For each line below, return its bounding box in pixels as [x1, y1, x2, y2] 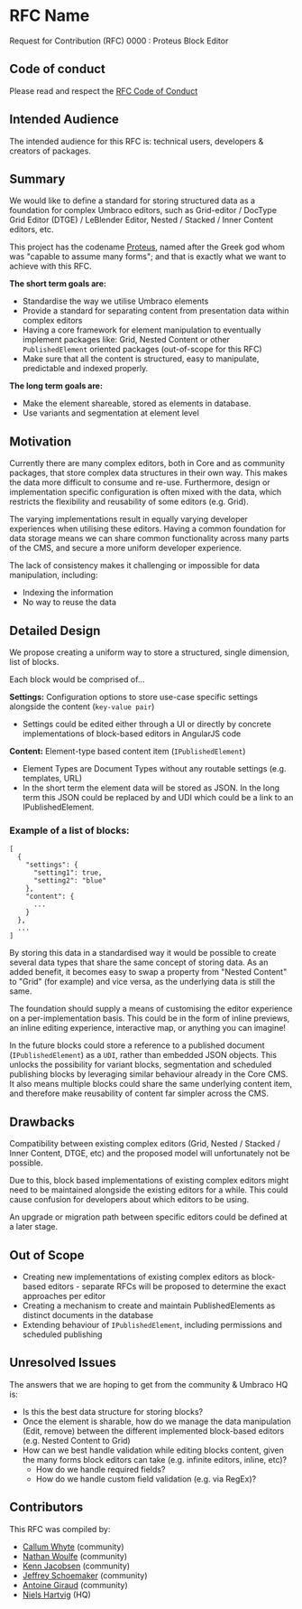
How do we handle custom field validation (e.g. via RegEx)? [35, 1473, 257, 1484]
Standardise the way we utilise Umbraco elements [22, 295, 209, 307]
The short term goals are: [9, 278, 106, 289]
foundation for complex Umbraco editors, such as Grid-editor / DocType [9, 205, 278, 216]
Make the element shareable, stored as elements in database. [22, 398, 252, 409]
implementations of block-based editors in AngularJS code [22, 728, 242, 739]
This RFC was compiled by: [9, 1523, 111, 1534]
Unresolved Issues [9, 1355, 117, 1370]
